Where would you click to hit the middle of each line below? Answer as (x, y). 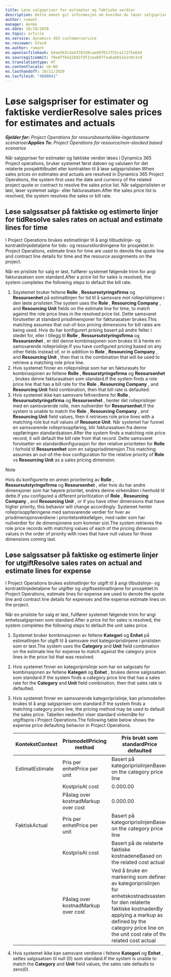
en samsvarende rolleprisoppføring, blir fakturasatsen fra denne (80, 427)
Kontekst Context (36, 744)
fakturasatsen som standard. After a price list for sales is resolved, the (78, 277)
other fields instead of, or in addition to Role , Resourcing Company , (85, 351)
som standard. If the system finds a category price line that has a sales (86, 678)
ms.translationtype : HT (31, 62)
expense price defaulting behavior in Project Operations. (72, 725)
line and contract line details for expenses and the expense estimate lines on (85, 599)
